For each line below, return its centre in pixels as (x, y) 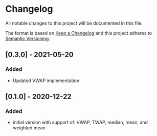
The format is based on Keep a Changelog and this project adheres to (79, 33)
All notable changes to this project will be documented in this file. (74, 23)
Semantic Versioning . (28, 38)
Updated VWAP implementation (46, 81)
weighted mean (29, 128)
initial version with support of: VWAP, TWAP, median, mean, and (80, 122)
